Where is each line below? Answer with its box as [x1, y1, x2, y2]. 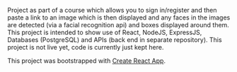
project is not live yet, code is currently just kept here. [7, 43, 164, 51]
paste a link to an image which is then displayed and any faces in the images [7, 13, 231, 22]
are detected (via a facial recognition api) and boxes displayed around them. [7, 21, 230, 29]
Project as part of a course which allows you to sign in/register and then [7, 6, 217, 14]
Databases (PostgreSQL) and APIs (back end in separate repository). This [7, 36, 222, 44]
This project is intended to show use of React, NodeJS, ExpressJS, [7, 28, 202, 36]
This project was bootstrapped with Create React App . [7, 57, 166, 65]
